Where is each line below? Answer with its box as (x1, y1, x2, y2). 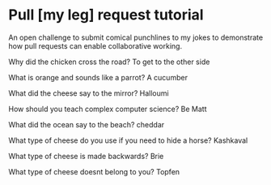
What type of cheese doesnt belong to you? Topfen (8, 166, 180, 176)
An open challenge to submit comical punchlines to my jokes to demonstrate (8, 32, 264, 42)
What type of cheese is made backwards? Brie (8, 151, 164, 161)
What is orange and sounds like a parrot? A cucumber (8, 72, 188, 82)
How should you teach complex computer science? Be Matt (8, 104, 207, 114)
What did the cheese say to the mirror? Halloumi (8, 88, 169, 98)
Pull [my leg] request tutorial (8, 6, 204, 24)
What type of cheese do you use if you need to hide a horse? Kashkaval (8, 136, 248, 145)
